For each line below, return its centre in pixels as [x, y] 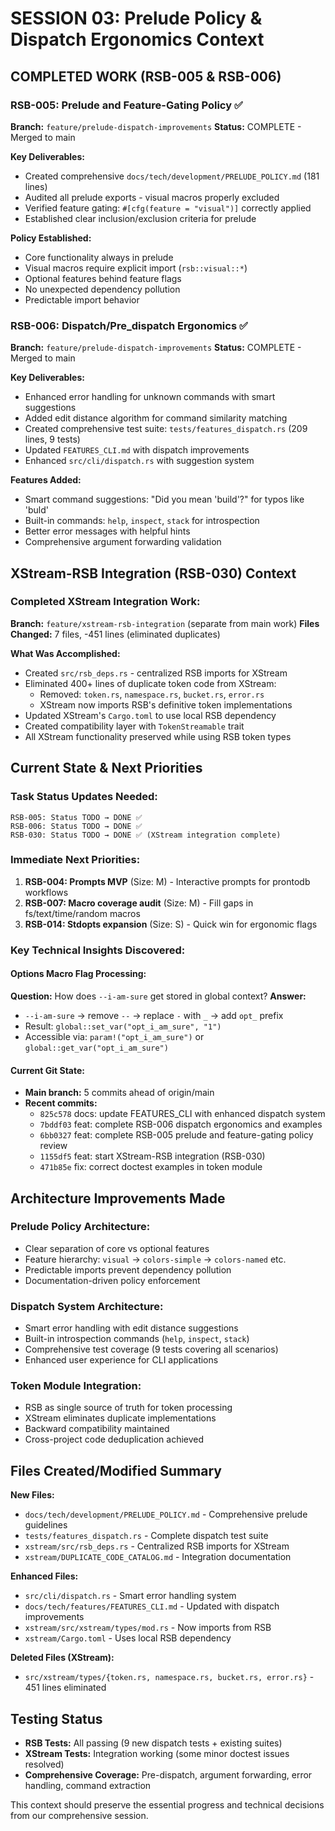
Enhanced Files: [44, 1576]
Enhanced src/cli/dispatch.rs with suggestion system [139, 461]
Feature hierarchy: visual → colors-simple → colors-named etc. [155, 1259]
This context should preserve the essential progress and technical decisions [167, 1805]
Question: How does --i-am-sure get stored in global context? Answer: [158, 996]
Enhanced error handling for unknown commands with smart [150, 397]
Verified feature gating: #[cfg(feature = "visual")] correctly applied [168, 208]
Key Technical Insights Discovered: [98, 950]
